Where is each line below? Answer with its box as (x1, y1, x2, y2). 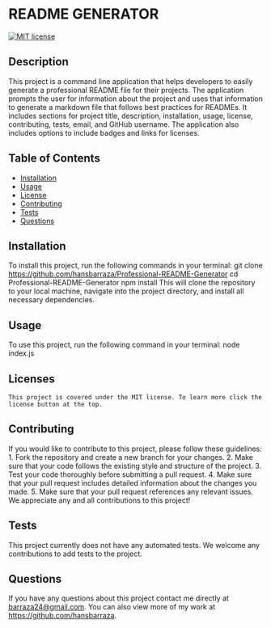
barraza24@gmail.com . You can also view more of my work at (8, 602, 216, 612)
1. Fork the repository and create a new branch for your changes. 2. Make (8, 452, 253, 462)
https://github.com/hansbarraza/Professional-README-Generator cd (8, 269, 239, 279)
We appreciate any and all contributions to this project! (8, 495, 191, 505)
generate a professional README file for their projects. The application (8, 85, 244, 95)
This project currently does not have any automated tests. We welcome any (8, 540, 260, 550)
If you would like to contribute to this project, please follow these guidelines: (8, 444, 263, 453)
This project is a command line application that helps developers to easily (8, 76, 253, 86)
